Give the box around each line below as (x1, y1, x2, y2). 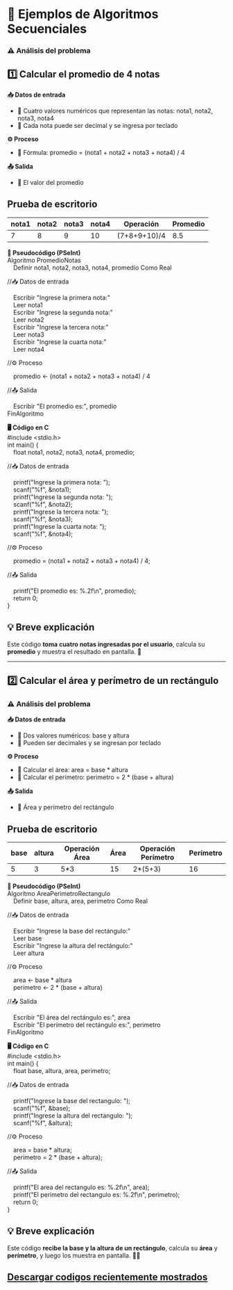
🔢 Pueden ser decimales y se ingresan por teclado (17, 739, 162, 747)
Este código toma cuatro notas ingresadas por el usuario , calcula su (7, 639, 205, 648)
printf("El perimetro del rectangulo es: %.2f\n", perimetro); (13, 1191, 180, 1199)
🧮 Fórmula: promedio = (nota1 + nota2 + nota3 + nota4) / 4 (17, 148, 185, 156)
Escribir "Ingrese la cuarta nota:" (13, 337, 107, 346)
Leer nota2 (13, 316, 45, 324)
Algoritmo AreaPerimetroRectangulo (7, 890, 111, 898)
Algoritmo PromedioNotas (7, 256, 82, 264)
